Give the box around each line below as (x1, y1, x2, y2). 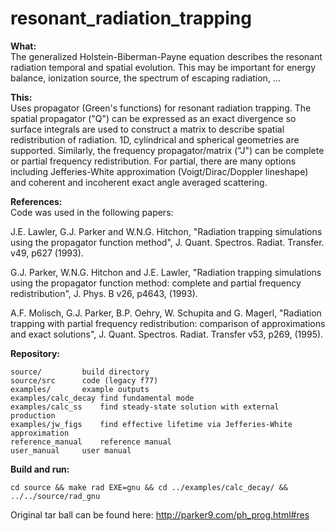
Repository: (10, 347, 61, 359)
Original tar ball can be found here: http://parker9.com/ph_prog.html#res (10, 508, 310, 521)
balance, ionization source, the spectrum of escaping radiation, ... (10, 72, 281, 84)
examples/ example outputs (10, 384, 150, 394)
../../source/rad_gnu (10, 491, 101, 501)
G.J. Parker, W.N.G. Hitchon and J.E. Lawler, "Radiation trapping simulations (10, 266, 322, 278)
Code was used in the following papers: (10, 206, 174, 218)
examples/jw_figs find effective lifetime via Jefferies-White (10, 419, 293, 429)
